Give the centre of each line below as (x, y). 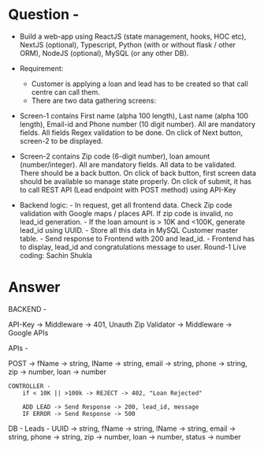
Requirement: (41, 68)
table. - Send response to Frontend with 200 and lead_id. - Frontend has (137, 238)
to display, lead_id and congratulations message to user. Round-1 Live (133, 247)
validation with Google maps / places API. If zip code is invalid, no (126, 213)
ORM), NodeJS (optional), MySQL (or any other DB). (104, 53)
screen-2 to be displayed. (61, 140)
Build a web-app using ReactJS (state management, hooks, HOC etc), (133, 36)
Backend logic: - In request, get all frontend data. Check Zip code (126, 205)
